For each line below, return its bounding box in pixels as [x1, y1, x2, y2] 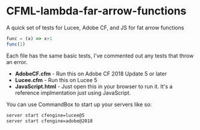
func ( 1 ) [6, 41, 26, 47]
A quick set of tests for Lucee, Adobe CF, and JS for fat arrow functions [6, 24, 184, 31]
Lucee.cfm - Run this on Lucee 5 [14, 76, 98, 83]
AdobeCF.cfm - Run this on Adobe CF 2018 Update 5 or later [14, 70, 167, 77]
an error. [6, 58, 28, 65]
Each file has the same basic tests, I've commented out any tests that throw [6, 52, 194, 59]
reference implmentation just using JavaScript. [14, 89, 131, 96]
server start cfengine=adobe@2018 [6, 118, 93, 124]
